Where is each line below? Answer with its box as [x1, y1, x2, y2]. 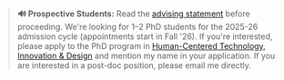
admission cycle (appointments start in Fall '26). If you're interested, [16, 31, 273, 42]
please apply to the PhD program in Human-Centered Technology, [16, 41, 266, 51]
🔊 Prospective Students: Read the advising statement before [16, 8, 251, 19]
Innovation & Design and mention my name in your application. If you [16, 50, 276, 61]
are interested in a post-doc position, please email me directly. [16, 60, 251, 71]
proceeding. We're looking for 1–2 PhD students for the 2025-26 [16, 22, 259, 32]
